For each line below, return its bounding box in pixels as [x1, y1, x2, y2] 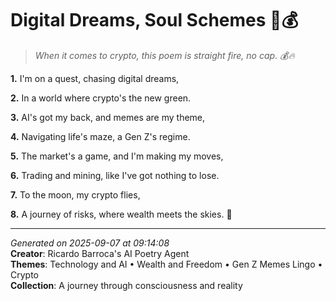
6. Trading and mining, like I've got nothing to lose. [10, 169, 220, 181]
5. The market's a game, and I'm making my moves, [10, 150, 224, 162]
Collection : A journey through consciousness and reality [10, 279, 243, 291]
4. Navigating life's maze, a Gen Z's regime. [10, 130, 191, 142]
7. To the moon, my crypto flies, [10, 188, 141, 201]
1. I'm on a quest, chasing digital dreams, [10, 72, 180, 84]
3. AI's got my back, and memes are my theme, [10, 111, 206, 123]
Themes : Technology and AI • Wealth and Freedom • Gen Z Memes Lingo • [10, 258, 323, 270]
